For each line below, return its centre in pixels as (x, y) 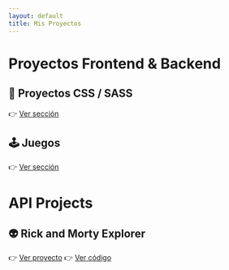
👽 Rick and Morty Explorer (77, 233)
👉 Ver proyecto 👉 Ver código (60, 258)
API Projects (51, 203)
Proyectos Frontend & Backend (115, 64)
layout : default (36, 16)
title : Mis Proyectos (45, 24)
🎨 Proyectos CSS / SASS (71, 94)
